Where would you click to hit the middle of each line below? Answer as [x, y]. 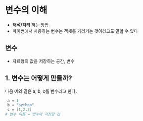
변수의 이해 [26, 10]
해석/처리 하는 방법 [30, 25]
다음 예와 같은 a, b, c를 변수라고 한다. [41, 91]
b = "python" [21, 105]
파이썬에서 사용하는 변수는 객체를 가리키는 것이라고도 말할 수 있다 [75, 31]
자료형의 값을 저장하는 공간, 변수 [43, 61]
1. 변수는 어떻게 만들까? [39, 78]
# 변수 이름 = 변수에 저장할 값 [33, 115]
